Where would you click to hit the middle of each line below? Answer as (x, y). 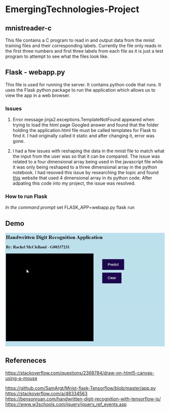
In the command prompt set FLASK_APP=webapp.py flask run (70, 208)
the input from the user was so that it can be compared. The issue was (86, 156)
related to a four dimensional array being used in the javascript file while (88, 162)
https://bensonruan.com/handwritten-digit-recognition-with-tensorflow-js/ (83, 399)
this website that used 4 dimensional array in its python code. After (82, 178)
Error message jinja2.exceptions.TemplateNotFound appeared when (83, 120)
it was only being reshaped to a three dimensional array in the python (85, 167)
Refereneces (26, 361)
